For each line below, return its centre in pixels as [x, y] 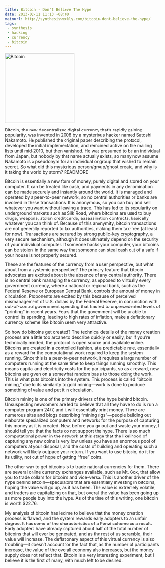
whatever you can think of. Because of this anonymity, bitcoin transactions [81, 223]
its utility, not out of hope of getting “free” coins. [54, 457]
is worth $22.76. [22, 503]
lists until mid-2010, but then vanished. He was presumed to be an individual [82, 151]
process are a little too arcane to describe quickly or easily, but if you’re [78, 337]
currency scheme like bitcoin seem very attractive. [56, 322]
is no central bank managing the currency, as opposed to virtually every [78, 280]
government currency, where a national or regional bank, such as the [75, 285]
